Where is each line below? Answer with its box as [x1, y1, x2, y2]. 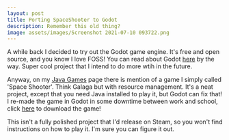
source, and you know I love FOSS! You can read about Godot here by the [7, 55, 215, 64]
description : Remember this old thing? [7, 23, 121, 29]
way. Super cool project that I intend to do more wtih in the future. [7, 62, 193, 70]
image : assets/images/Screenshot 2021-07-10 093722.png [7, 29, 170, 36]
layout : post [7, 10, 44, 17]
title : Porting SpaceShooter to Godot [7, 16, 118, 23]
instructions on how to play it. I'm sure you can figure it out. [7, 125, 174, 133]
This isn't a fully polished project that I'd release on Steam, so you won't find [7, 117, 223, 126]
